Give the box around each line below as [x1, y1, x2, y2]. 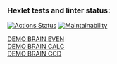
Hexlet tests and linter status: [7, 6, 111, 15]
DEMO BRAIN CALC [7, 42, 65, 51]
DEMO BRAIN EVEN [7, 35, 65, 43]
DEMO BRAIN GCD [7, 49, 62, 58]
